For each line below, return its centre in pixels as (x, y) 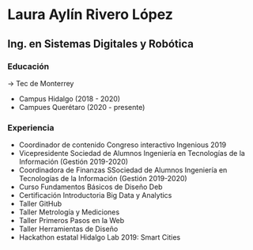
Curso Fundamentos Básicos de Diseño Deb (91, 187)
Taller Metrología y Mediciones (69, 212)
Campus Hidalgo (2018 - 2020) (69, 98)
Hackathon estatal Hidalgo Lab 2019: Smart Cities (100, 237)
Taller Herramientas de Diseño (68, 229)
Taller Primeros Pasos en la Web (72, 221)
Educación (28, 66)
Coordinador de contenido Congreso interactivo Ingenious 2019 (123, 145)
